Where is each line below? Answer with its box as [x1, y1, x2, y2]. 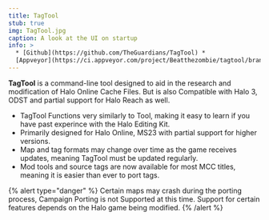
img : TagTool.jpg [8, 26, 66, 34]
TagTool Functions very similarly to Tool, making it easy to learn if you [19, 110, 251, 120]
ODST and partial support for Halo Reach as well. [8, 95, 171, 105]
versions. [19, 136, 50, 146]
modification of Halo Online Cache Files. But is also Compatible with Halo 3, [8, 86, 258, 96]
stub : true [8, 19, 45, 27]
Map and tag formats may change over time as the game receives [19, 145, 238, 154]
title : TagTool [8, 11, 59, 20]
